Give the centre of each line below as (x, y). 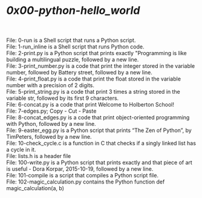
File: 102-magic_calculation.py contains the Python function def (86, 182)
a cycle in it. (21, 150)
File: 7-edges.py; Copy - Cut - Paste (51, 111)
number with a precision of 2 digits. (50, 85)
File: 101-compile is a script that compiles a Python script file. (83, 175)
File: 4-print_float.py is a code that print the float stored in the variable (94, 79)
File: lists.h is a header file (39, 156)
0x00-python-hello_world (73, 11)
